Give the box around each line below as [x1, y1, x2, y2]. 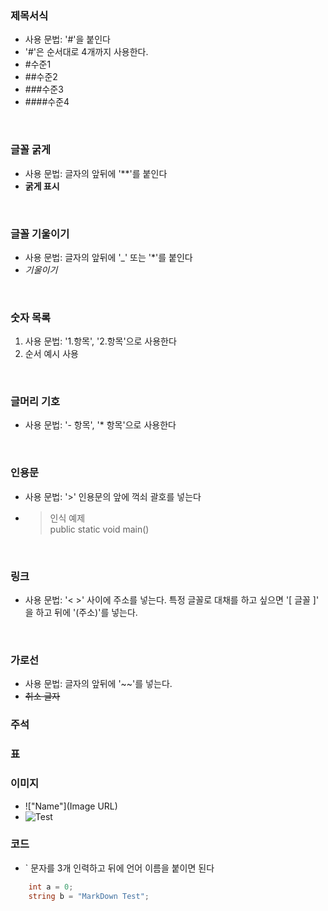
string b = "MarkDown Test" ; [28, 891, 150, 901]
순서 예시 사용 [24, 348, 79, 360]
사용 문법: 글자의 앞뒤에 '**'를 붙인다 [24, 167, 168, 179]
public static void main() [49, 523, 150, 535]
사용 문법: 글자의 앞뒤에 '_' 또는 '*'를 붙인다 [24, 251, 193, 263]
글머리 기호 [10, 395, 61, 409]
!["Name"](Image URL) [24, 800, 118, 812]
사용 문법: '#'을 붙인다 [24, 33, 111, 46]
